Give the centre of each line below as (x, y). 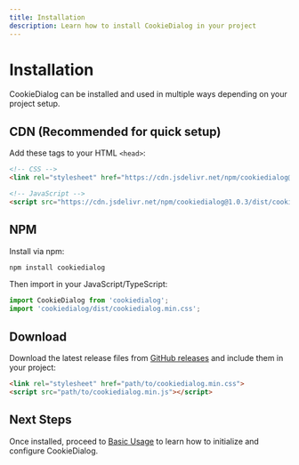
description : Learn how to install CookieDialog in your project (133, 26)
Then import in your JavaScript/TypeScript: (89, 285)
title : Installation (48, 17)
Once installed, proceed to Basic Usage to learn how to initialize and (134, 441)
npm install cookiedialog (57, 268)
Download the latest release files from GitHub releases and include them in (146, 358)
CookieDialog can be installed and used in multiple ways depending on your (148, 94)
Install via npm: (37, 251)
